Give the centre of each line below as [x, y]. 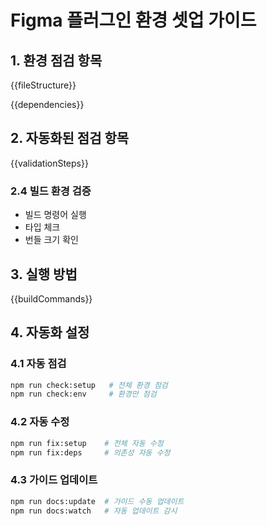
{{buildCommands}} [51, 298]
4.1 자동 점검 [38, 364]
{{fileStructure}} [43, 85]
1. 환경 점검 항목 [56, 60]
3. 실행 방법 [44, 274]
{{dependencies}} [47, 104]
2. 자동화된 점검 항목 [70, 138]
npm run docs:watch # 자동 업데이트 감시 [94, 511]
